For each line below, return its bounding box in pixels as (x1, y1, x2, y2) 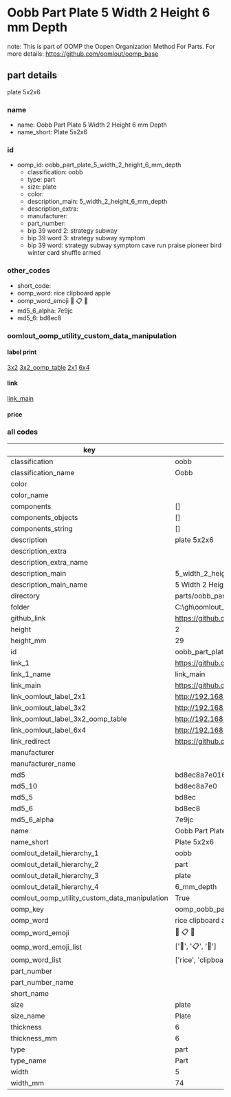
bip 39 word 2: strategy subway (27, 227, 118, 235)
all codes (7, 427, 38, 437)
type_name (10, 1056, 47, 1065)
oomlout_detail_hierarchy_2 (10, 859, 99, 869)
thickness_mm (10, 1033, 58, 1043)
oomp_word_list (10, 955, 62, 965)
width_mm (10, 1078, 45, 1087)
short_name (10, 988, 49, 998)
